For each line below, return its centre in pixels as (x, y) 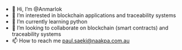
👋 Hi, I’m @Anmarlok (37, 9)
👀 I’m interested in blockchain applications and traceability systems (94, 15)
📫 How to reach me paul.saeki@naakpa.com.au (71, 41)
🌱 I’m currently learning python (50, 21)
